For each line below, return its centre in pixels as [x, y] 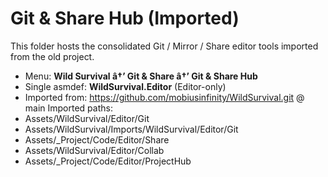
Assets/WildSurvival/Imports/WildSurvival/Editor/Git [131, 129]
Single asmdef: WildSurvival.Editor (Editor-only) [125, 86]
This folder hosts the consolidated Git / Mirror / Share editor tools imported [164, 46]
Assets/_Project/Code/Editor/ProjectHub [108, 161]
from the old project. [52, 56]
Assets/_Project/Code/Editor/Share [97, 139]
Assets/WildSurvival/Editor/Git [87, 118]
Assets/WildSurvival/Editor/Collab [94, 150]
